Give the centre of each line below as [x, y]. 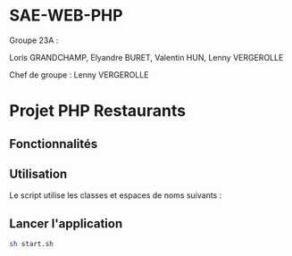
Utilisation [38, 173]
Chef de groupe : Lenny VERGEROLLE [79, 74]
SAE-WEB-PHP [66, 16]
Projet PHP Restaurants [97, 111]
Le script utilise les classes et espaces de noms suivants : [116, 195]
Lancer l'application [66, 223]
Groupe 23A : [34, 40]
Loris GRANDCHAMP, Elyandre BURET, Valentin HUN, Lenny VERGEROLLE [146, 57]
